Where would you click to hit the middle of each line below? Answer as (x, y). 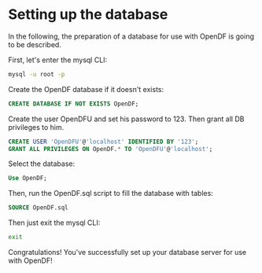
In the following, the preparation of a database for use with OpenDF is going (131, 36)
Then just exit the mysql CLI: (54, 223)
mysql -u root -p (37, 74)
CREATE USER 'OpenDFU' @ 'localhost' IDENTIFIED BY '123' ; (103, 142)
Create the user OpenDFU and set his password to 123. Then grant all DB (126, 119)
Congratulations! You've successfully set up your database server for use (127, 253)
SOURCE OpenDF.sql (38, 208)
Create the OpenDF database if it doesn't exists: (86, 89)
